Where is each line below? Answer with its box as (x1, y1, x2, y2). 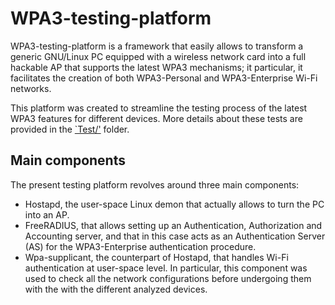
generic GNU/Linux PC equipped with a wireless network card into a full (10, 50, 307, 62)
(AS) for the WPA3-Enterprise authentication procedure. (24, 240, 257, 252)
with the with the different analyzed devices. (24, 283, 208, 295)
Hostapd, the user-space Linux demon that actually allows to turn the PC (24, 198, 325, 210)
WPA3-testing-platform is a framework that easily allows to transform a (10, 40, 304, 52)
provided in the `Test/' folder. (10, 123, 130, 135)
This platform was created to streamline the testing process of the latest (10, 102, 308, 114)
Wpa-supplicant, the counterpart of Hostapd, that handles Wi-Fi (24, 251, 289, 263)
